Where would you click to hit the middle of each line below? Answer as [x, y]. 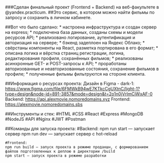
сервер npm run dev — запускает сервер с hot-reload [61, 134]
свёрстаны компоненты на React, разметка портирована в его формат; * [82, 48]
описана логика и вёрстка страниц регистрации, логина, [65, 53]
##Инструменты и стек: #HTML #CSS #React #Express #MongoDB [74, 114]
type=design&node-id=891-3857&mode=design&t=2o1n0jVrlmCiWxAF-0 [79, 94]
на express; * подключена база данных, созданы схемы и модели [74, 32]
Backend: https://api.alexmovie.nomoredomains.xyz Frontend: [68, 99]
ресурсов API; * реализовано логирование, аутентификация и [70, 37]
